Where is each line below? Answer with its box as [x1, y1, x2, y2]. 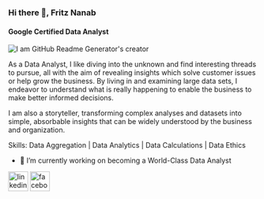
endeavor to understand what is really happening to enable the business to [8, 84, 252, 94]
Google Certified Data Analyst [8, 27, 109, 36]
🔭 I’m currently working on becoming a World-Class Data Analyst [19, 156, 232, 165]
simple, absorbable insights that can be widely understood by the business [8, 117, 253, 126]
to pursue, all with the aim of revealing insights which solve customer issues [8, 68, 256, 77]
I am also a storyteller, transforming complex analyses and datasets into [8, 108, 243, 118]
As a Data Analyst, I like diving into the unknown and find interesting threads [8, 59, 257, 69]
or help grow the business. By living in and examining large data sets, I [8, 77, 238, 86]
